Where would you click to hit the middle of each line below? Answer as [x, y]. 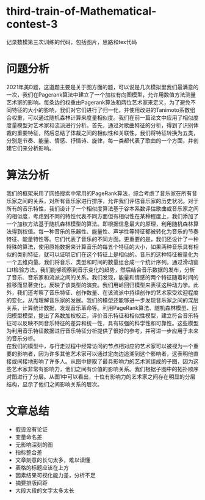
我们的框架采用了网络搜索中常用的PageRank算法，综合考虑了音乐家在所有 [99, 193]
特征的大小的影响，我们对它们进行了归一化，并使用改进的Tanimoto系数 [101, 110]
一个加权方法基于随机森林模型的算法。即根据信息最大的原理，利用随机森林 [100, 224]
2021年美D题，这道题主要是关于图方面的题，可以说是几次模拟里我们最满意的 [103, 87]
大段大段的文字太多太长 [45, 490]
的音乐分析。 [22, 338]
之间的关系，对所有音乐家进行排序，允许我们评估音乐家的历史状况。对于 [108, 200]
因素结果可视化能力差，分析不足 [55, 475]
